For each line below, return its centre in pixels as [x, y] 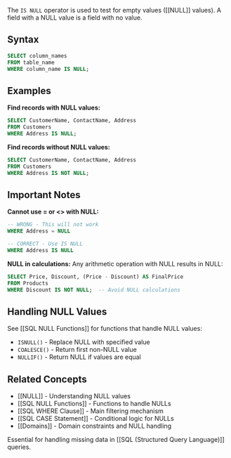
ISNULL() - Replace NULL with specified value [84, 342]
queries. [19, 447]
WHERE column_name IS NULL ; [48, 69]
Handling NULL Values [57, 312]
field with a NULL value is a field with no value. [75, 18]
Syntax [23, 40]
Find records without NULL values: [59, 147]
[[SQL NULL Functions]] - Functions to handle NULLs [94, 404]
